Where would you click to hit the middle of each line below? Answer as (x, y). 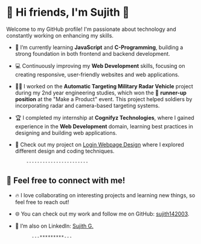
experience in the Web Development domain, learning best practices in (104, 126)
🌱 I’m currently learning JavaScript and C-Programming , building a (99, 47)
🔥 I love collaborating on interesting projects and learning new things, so (105, 195)
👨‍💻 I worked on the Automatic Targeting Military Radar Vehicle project (104, 86)
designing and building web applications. (66, 133)
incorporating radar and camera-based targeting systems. (87, 105)
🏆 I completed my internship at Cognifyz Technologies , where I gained (104, 117)
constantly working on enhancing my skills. (60, 35)
